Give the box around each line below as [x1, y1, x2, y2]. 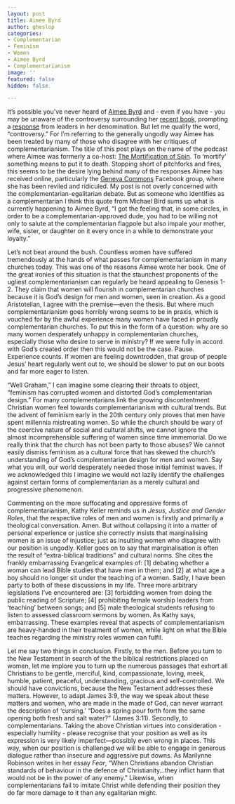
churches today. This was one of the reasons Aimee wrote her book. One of [7, 263, 227, 271]
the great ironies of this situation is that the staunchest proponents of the [7, 270, 219, 279]
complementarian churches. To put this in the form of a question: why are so [7, 322, 229, 331]
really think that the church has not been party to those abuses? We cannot [7, 440, 225, 449]
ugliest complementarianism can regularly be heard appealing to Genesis [7, 278, 219, 286]
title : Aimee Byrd [7, 17, 61, 24]
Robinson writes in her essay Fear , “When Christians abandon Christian [7, 759, 214, 767]
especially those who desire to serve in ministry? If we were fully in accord [7, 338, 223, 346]
